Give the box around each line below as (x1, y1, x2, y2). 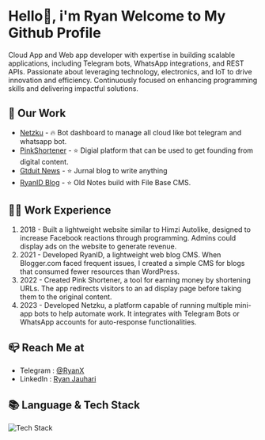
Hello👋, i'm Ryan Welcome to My (8, 7, 226, 25)
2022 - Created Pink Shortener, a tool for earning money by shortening (19, 275, 252, 284)
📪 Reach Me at (8, 340, 85, 355)
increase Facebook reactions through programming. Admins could (19, 233, 237, 242)
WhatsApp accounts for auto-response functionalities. (19, 317, 197, 327)
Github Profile (8, 24, 101, 42)
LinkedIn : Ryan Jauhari (19, 374, 97, 384)
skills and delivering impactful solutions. (8, 83, 138, 93)
